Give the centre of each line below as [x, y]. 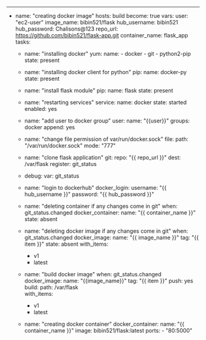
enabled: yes [40, 109]
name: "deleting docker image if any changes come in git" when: [106, 231]
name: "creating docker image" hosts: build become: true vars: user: [102, 16]
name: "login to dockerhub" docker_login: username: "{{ [95, 188]
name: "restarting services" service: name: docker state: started [105, 102]
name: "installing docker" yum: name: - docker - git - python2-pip [108, 54]
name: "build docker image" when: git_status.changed [93, 274]
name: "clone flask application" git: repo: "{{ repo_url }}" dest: [102, 157]
